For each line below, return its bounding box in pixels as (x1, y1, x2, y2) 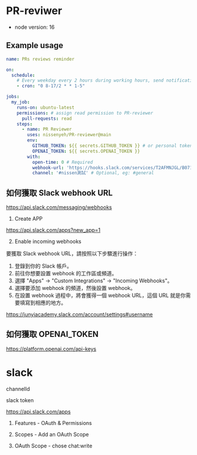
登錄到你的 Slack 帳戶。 (14, 262, 72, 269)
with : (27, 154, 41, 160)
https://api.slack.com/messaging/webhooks (6, 204, 113, 211)
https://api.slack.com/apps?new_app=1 (6, 227, 101, 234)
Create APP (14, 215, 43, 223)
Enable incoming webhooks (14, 238, 81, 245)
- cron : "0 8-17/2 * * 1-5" (16, 83, 85, 89)
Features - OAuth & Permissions (14, 419, 92, 426)
